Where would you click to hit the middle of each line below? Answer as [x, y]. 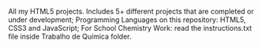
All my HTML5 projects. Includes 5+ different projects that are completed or [131, 11]
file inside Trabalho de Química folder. [70, 36]
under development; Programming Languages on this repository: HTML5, [127, 20]
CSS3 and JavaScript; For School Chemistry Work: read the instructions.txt [130, 28]
